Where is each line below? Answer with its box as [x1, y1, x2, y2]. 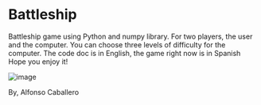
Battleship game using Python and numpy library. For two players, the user [8, 32, 253, 41]
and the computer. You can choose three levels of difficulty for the [8, 39, 226, 49]
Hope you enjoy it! [8, 57, 68, 66]
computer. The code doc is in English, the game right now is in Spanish [8, 48, 241, 58]
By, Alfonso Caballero [8, 87, 80, 96]
